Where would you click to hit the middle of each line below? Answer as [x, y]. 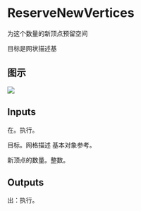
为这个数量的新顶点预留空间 [48, 33]
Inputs [22, 112]
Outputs [26, 182]
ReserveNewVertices [71, 13]
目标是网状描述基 [32, 48]
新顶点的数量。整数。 [38, 159]
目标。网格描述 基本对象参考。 [51, 145]
